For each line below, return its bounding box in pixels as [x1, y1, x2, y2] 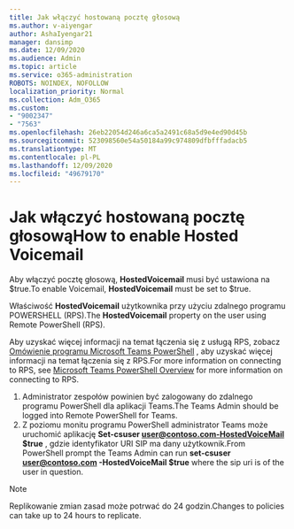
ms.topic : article [9, 63, 77, 72]
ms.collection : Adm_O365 [9, 95, 101, 104]
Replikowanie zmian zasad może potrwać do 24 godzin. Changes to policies [9, 501, 285, 511]
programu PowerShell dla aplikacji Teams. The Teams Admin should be [21, 401, 279, 411]
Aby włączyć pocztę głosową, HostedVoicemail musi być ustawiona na [9, 274, 270, 285]
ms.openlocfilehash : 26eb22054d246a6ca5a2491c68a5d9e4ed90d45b [9, 128, 248, 137]
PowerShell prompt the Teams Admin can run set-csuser [21, 448, 231, 458]
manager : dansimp [9, 37, 73, 47]
